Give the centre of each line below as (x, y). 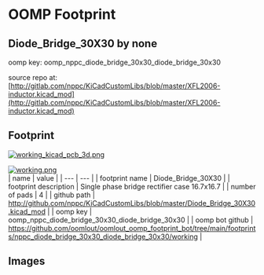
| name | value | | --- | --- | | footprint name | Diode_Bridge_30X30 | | (119, 178)
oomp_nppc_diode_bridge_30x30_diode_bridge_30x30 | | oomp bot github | (131, 220)
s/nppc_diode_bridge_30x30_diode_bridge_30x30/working (103, 236)
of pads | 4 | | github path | (52, 195)
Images (27, 261)
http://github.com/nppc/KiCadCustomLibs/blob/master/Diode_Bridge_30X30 (132, 203)
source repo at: (33, 77)
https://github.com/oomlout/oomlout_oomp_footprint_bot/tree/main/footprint (132, 228)
